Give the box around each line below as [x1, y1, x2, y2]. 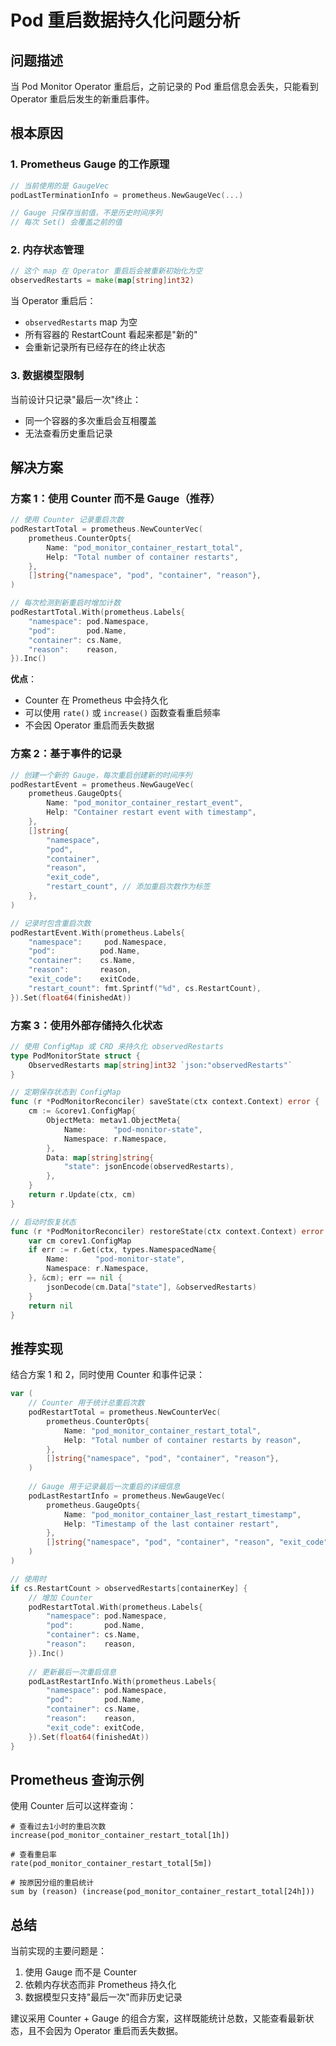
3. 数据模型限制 [10, 369, 85, 383]
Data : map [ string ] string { [46, 1152, 155, 1163]
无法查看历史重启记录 [24, 427, 113, 439]
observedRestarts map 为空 [24, 316, 138, 328]
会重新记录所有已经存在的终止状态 [24, 341, 166, 353]
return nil [28, 1301, 74, 1311]
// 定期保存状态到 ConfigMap [10, 1087, 122, 1098]
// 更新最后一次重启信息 [28, 1667, 117, 1677]
